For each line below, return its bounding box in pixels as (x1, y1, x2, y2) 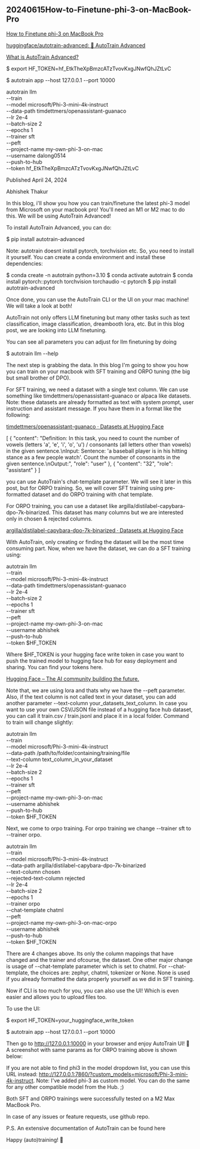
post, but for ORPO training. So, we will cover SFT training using (6, 484, 164, 491)
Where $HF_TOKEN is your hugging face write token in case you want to (6, 651, 184, 658)
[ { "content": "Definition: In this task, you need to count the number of (6, 434, 180, 441)
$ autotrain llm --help (6, 350, 59, 357)
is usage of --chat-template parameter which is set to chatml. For (6, 962, 167, 970)
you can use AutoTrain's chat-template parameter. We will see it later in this (6, 478, 192, 485)
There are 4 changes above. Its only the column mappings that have (6, 950, 174, 957)
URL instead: (6, 1070, 38, 1078)
